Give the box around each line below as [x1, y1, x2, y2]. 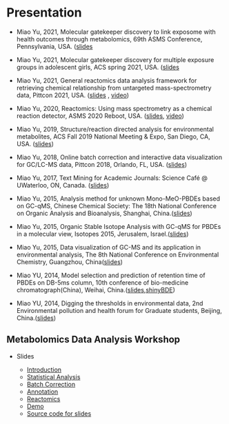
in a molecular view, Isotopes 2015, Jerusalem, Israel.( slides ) [16, 230, 189, 238]
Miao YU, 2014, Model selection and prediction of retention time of [16, 271, 206, 279]
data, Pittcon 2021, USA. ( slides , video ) [16, 91, 129, 99]
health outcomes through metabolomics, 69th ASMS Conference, [16, 34, 203, 43]
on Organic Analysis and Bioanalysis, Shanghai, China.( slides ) [16, 209, 192, 217]
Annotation [26, 387, 59, 396]
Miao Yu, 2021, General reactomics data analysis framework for [16, 76, 197, 84]
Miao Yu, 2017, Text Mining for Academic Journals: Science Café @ [16, 174, 208, 182]
